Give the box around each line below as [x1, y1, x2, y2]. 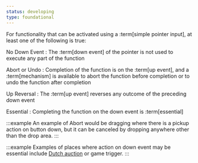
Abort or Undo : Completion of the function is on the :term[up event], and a [6, 66, 189, 73]
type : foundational [6, 14, 55, 20]
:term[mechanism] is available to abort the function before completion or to [6, 72, 190, 79]
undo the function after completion [6, 78, 91, 86]
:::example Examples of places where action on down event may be [6, 143, 171, 151]
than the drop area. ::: [6, 132, 59, 139]
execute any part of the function [6, 55, 85, 62]
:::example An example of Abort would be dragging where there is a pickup [6, 119, 190, 126]
